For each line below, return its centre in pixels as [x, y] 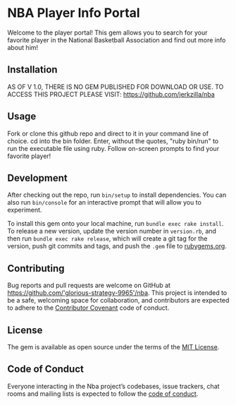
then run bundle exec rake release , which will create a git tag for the [107, 238]
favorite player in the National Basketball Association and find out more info [117, 40]
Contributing [36, 268]
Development [38, 178]
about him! [23, 47]
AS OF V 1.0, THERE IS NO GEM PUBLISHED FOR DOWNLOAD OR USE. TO [116, 87]
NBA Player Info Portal [74, 13]
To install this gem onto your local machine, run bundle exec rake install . [116, 224]
